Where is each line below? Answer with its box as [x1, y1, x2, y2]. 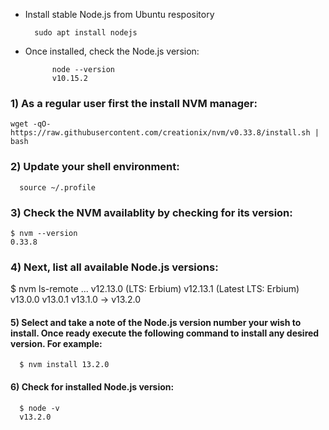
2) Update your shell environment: [10, 160, 180, 174]
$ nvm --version [10, 228, 78, 238]
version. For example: [10, 337, 103, 349]
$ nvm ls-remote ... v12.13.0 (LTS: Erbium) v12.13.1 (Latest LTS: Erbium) [10, 283, 300, 295]
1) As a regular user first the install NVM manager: [10, 96, 258, 110]
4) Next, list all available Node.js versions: [10, 260, 219, 274]
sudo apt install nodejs [34, 28, 138, 38]
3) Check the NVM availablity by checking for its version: [10, 205, 293, 219]
